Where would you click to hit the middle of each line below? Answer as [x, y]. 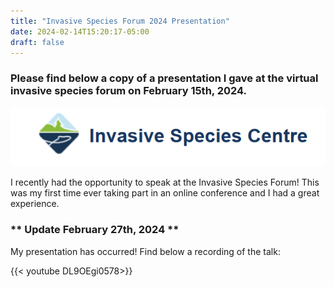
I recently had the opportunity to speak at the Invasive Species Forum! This [165, 182]
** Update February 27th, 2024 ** [95, 230]
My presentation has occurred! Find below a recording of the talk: [145, 251]
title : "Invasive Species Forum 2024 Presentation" [120, 21]
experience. [35, 204]
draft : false [37, 42]
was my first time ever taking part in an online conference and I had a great [165, 193]
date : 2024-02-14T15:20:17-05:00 [80, 31]
